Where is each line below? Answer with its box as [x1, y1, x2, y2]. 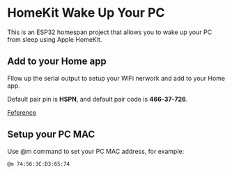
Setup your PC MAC [7, 129, 95, 141]
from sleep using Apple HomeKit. [7, 35, 102, 43]
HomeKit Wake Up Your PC [7, 5, 165, 21]
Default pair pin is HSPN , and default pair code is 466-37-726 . [7, 95, 188, 103]
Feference [7, 108, 37, 116]
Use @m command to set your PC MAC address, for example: [7, 147, 185, 155]
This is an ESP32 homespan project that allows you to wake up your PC [7, 28, 212, 36]
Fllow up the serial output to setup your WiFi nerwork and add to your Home [7, 74, 226, 82]
